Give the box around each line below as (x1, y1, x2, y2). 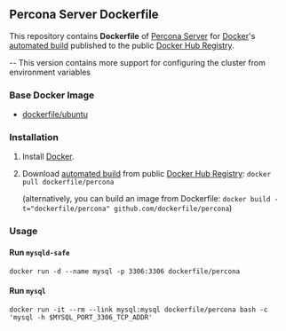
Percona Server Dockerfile (9, 7, 159, 22)
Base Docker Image (9, 89, 95, 101)
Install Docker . (21, 151, 75, 162)
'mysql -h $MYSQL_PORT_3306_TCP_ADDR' (9, 312, 153, 322)
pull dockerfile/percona (21, 177, 115, 187)
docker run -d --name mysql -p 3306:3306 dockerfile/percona (9, 266, 241, 276)
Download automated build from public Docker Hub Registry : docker (21, 169, 272, 179)
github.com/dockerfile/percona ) (114, 203, 233, 214)
